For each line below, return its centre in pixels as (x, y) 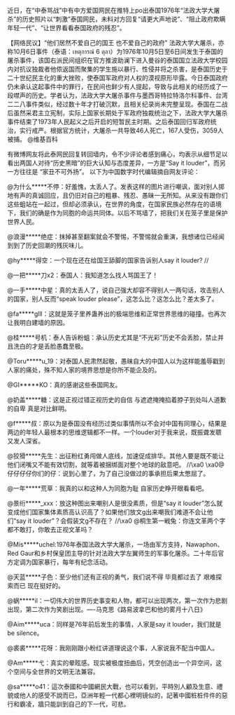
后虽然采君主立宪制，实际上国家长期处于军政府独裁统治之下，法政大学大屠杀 (117, 113)
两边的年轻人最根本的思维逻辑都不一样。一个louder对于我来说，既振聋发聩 (115, 432)
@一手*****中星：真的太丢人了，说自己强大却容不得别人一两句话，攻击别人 (116, 290)
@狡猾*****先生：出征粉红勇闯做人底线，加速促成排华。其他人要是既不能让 (116, 456)
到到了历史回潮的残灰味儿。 (47, 245)
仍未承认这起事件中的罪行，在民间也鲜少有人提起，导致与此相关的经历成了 (114, 87)
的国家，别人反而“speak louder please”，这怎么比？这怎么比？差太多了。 (113, 299)
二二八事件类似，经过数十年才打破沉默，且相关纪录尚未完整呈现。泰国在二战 (117, 104)
